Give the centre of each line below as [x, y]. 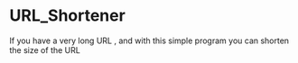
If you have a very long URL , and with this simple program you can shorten [149, 40]
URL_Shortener [68, 16]
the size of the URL [45, 49]
